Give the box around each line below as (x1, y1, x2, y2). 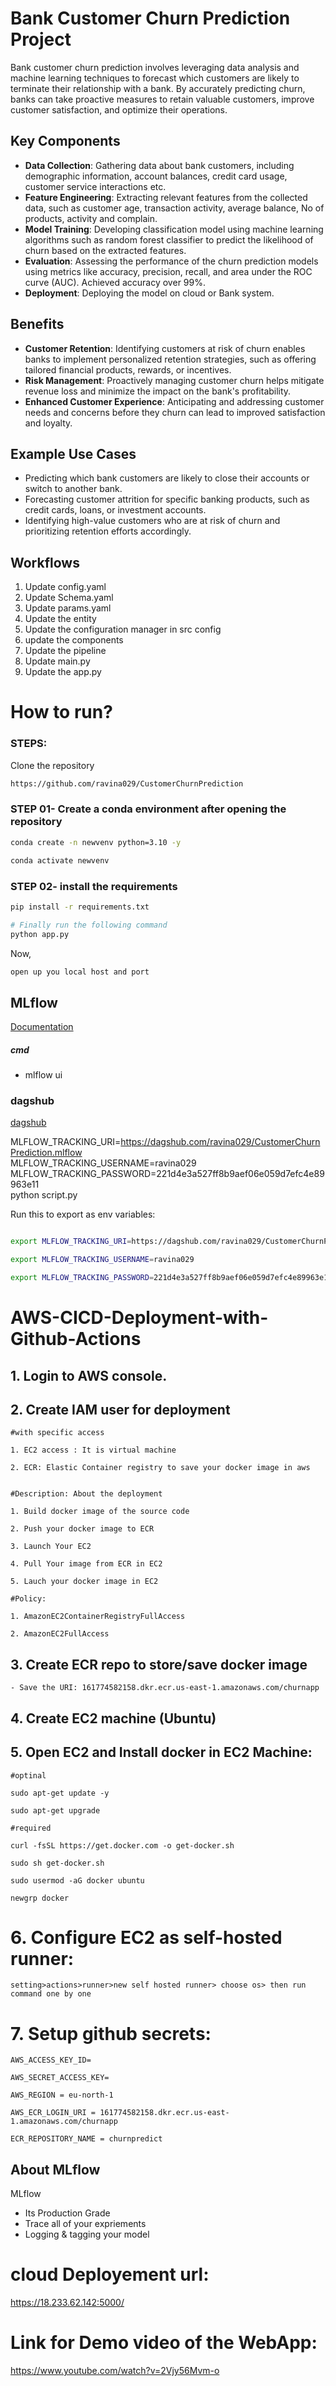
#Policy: (10, 1594, 47, 1604)
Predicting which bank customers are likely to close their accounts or (24, 472, 310, 484)
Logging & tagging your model (24, 2228, 150, 2241)
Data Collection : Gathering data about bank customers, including (24, 159, 295, 171)
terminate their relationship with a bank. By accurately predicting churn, (10, 82, 306, 94)
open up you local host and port (10, 967, 150, 977)
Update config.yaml (24, 581, 107, 593)
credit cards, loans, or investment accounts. (24, 504, 207, 516)
